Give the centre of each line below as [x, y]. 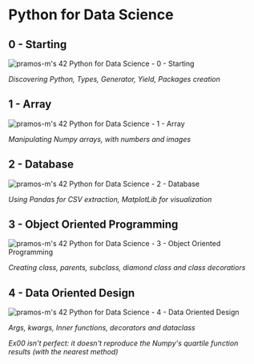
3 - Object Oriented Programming [93, 225]
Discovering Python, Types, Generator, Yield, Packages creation [114, 79]
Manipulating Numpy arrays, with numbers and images [99, 139]
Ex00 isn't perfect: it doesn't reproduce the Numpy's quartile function [123, 343]
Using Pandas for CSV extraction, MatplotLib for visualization [110, 199]
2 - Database [41, 165]
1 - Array [30, 105]
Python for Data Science [91, 15]
